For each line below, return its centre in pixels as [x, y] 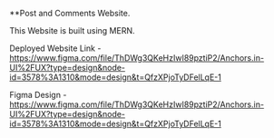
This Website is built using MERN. [72, 30]
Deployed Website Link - [55, 48]
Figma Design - [38, 95]
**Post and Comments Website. [70, 13]
